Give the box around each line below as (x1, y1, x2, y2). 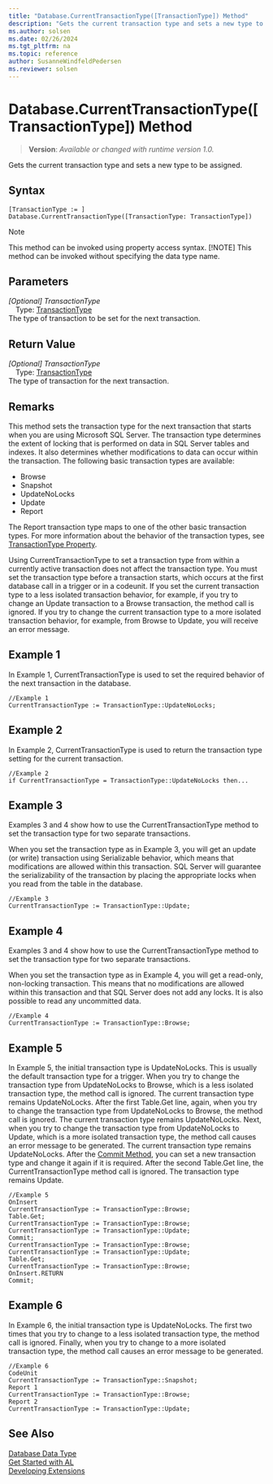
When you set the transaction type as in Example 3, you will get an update (8, 845, 257, 854)
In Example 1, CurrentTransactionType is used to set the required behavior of (8, 670, 265, 679)
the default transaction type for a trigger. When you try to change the (8, 1072, 240, 1081)
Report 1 (8, 1383, 38, 1391)
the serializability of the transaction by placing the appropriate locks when (8, 871, 257, 880)
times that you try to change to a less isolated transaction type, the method (8, 1328, 260, 1338)
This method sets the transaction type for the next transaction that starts (8, 421, 252, 431)
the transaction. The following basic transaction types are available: (8, 455, 235, 465)
